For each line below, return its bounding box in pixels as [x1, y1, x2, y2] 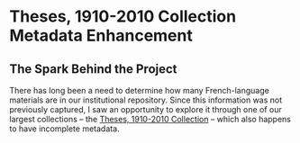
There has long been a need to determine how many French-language [9, 85, 270, 95]
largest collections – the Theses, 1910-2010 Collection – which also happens [9, 114, 291, 124]
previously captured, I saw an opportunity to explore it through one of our [9, 104, 282, 114]
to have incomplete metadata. [9, 123, 120, 134]
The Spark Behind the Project [9, 61, 177, 76]
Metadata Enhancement [9, 25, 194, 46]
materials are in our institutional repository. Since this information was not [9, 94, 283, 105]
